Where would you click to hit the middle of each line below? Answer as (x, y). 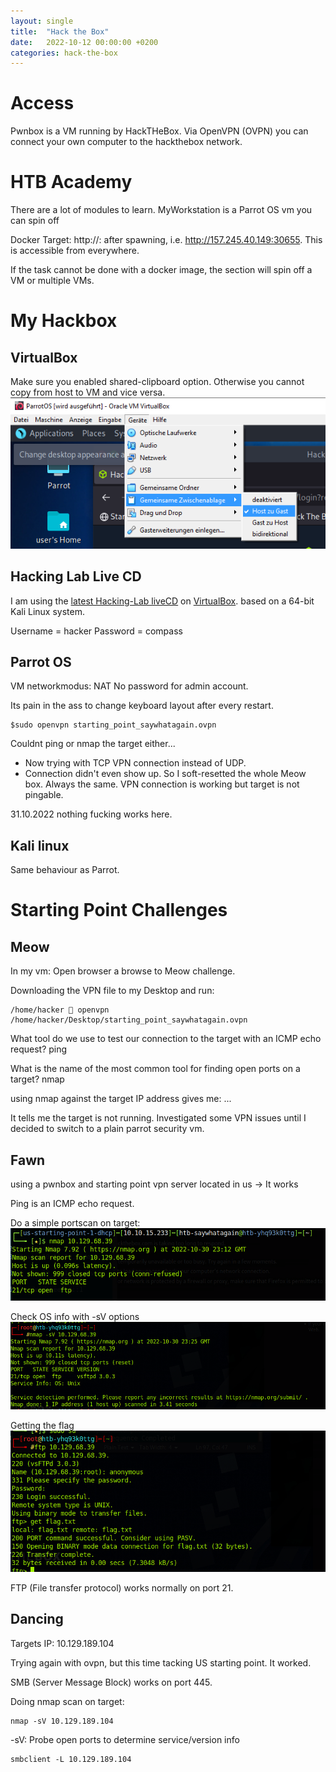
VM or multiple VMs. (52, 281)
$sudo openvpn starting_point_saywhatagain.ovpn (113, 725)
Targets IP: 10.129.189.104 (62, 1643)
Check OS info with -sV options (75, 1316)
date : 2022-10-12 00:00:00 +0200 (84, 42)
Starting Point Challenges (119, 910)
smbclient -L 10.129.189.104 (71, 1759)
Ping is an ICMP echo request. (72, 1203)
